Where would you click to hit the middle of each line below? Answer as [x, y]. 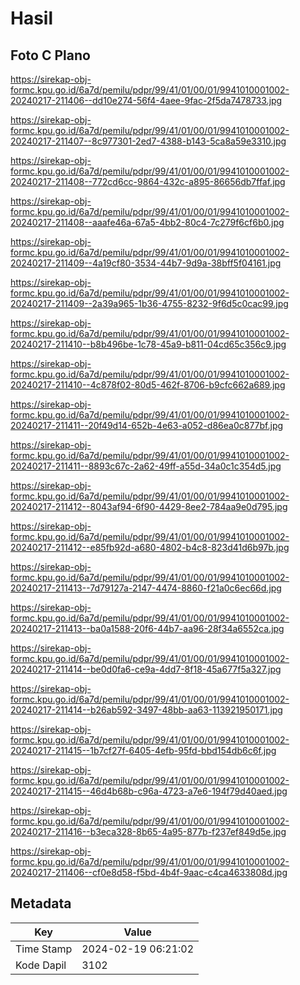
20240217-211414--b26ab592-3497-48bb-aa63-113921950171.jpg [146, 710]
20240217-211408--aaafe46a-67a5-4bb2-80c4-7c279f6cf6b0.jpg [147, 222]
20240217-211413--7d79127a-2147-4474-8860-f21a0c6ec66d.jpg [146, 588]
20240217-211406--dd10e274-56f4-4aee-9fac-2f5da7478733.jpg [146, 100]
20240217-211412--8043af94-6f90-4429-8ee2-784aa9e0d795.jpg [149, 506]
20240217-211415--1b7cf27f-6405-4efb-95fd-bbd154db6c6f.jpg [143, 750]
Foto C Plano [50, 55]
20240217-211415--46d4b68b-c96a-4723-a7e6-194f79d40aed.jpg [149, 791]
